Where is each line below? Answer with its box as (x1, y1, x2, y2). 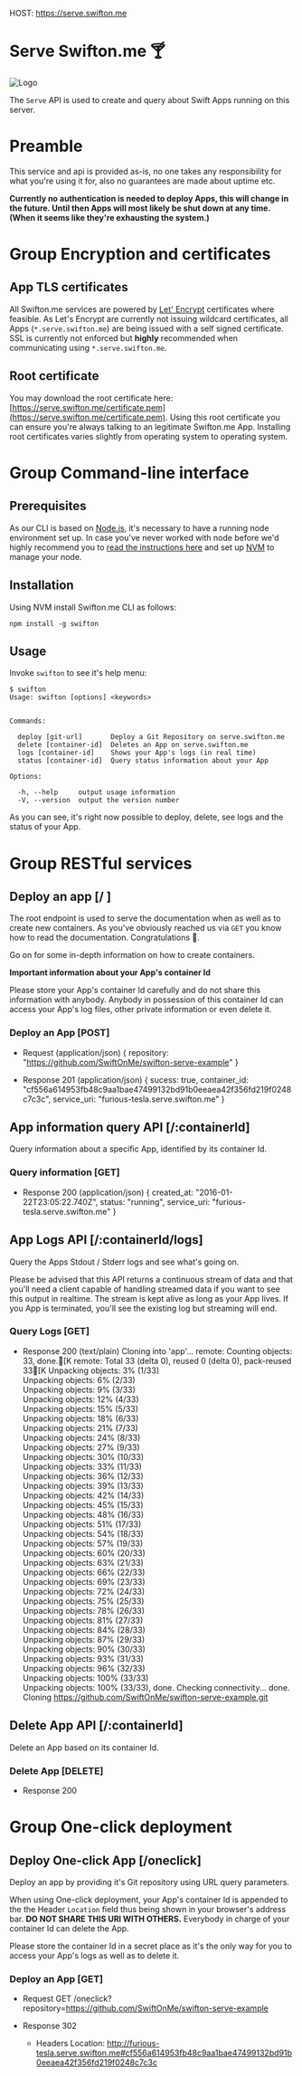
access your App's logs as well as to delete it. (9, 1949, 180, 1961)
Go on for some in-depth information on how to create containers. (9, 950, 255, 961)
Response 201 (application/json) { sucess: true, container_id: (22, 1074, 249, 1085)
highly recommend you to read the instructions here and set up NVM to (9, 542, 275, 553)
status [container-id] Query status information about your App (17, 756, 269, 765)
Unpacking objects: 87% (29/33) (22, 1634, 146, 1645)
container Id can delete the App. (9, 1922, 129, 1934)
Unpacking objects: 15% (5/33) (22, 1403, 138, 1414)
